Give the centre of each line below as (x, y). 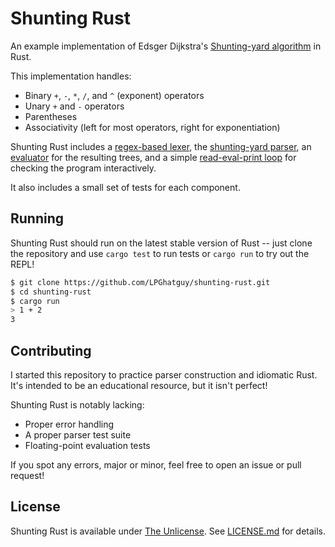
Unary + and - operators (74, 106)
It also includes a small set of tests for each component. (125, 187)
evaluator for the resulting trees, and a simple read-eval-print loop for (153, 157)
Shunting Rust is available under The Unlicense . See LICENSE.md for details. (168, 531)
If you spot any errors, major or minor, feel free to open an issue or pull (156, 464)
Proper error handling (69, 424)
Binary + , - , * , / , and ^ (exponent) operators (114, 95)
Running (37, 218)
